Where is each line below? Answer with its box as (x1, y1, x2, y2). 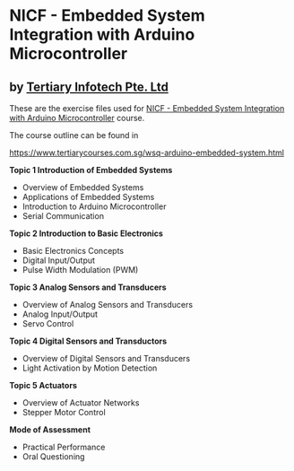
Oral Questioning (22, 451, 85, 462)
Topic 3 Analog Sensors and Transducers (9, 282, 168, 292)
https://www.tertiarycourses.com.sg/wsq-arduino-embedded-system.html (9, 147, 285, 158)
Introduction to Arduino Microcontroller (22, 201, 167, 212)
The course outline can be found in (9, 130, 139, 140)
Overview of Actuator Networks (22, 397, 140, 408)
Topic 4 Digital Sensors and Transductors (9, 336, 168, 346)
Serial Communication (22, 211, 105, 221)
